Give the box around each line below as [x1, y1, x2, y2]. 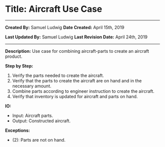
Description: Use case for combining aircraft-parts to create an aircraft [5, 48, 149, 54]
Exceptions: [5, 127, 30, 133]
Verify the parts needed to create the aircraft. [12, 73, 104, 78]
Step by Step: [5, 63, 33, 69]
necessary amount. [12, 83, 52, 89]
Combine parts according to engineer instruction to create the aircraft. [12, 88, 155, 94]
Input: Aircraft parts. [12, 112, 53, 118]
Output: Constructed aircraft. [12, 117, 71, 124]
